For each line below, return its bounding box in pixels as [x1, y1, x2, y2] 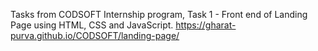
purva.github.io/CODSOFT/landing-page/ [10, 30, 180, 41]
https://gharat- [175, 19, 237, 31]
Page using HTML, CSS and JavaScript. [10, 19, 174, 31]
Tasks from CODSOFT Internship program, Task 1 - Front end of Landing [10, 9, 308, 20]
